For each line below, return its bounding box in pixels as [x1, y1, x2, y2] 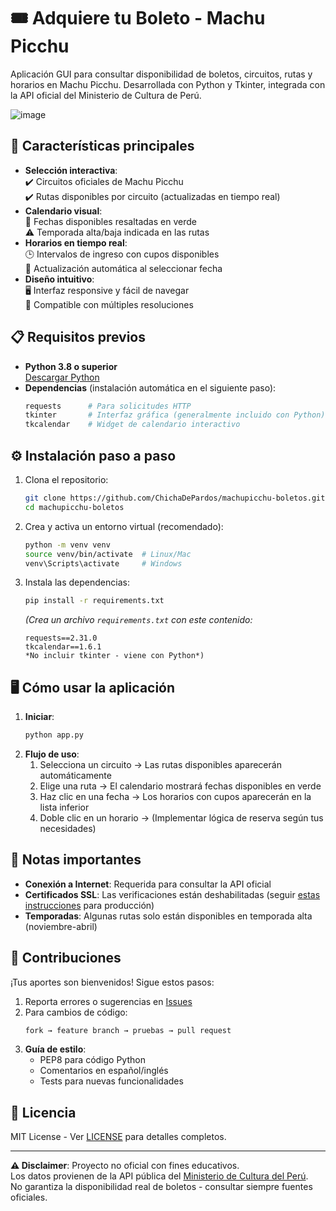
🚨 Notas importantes [10, 851, 142, 869]
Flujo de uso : [24, 748, 80, 760]
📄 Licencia [10, 1104, 77, 1121]
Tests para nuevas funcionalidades [39, 1075, 184, 1087]
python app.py [24, 730, 84, 740]
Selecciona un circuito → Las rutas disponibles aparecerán [39, 758, 282, 770]
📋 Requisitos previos [10, 329, 146, 346]
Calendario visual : [24, 205, 103, 217]
